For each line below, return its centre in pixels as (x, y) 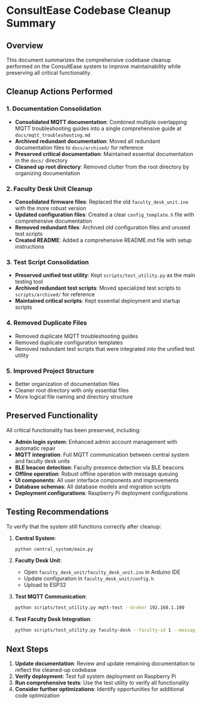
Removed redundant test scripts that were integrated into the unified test (105, 349)
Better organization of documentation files (67, 384)
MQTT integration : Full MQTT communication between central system (102, 455)
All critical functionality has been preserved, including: (73, 430)
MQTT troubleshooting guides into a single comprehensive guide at (98, 128)
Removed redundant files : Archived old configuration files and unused (103, 227)
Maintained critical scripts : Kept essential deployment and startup (97, 301)
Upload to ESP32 (45, 585)
